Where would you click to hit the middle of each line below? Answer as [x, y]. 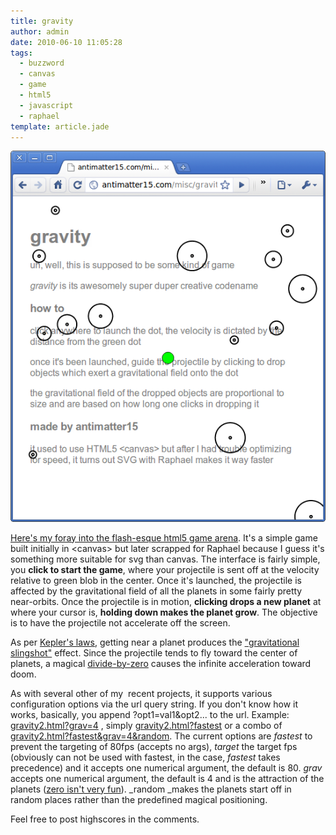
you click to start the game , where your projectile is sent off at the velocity [165, 569]
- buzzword [42, 63]
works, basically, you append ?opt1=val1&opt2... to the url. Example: [150, 714]
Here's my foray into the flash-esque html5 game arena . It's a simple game [164, 537]
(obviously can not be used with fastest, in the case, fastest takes [145, 757]
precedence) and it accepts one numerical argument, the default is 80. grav [166, 767]
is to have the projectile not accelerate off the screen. [120, 622]
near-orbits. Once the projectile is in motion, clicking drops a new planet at [166, 601]
